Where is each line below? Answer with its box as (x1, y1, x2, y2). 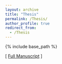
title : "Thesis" (5, 12, 39, 17)
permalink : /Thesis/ (5, 16, 48, 21)
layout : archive (5, 7, 39, 12)
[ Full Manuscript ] (5, 53, 43, 59)
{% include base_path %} (5, 44, 58, 49)
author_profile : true (5, 21, 50, 26)
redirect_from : (5, 26, 37, 31)
